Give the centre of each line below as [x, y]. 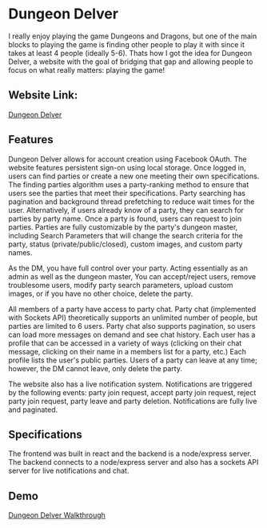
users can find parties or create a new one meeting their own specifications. [134, 176]
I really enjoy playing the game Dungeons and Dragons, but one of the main [133, 36]
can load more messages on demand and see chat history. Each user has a [132, 334]
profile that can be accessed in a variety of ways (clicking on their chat [125, 343]
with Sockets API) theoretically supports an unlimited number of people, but [133, 318]
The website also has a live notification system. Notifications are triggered [130, 384]
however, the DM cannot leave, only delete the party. [95, 368]
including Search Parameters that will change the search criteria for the [126, 235]
